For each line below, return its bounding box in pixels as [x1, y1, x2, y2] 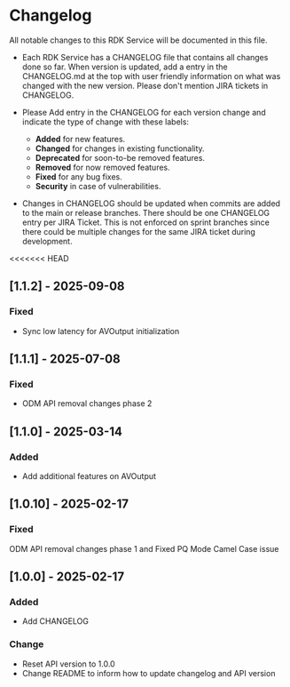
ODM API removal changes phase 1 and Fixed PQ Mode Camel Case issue [9, 543, 279, 554]
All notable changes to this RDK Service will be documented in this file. [9, 35, 268, 45]
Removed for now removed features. [35, 162, 170, 172]
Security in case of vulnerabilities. [35, 180, 161, 191]
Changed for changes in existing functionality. [35, 143, 206, 154]
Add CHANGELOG [21, 616, 89, 627]
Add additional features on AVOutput [21, 471, 157, 481]
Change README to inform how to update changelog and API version [21, 667, 276, 678]
